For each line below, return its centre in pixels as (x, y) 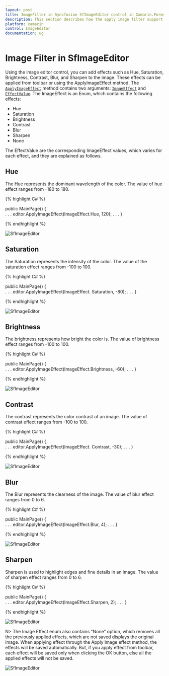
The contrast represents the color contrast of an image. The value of (76, 417)
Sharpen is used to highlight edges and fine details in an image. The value (82, 572)
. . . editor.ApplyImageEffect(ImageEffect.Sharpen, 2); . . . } (66, 602)
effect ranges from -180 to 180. (37, 189)
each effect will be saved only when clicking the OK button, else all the (78, 653)
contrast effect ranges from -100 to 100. (47, 422)
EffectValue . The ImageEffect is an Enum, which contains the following (79, 93)
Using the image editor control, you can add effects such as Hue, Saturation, (84, 72)
